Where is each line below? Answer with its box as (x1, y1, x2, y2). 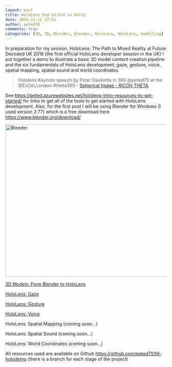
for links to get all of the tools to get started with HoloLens (23, 98, 146, 104)
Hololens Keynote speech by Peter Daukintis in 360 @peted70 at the (17, 77, 163, 83)
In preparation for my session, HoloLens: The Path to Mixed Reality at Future (5, 46, 166, 51)
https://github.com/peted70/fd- (95, 351, 162, 356)
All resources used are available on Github (5, 351, 95, 356)
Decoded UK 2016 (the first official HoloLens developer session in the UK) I (5, 51, 164, 57)
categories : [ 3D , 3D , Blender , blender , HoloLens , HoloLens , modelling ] (5, 31, 164, 36)
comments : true (5, 27, 38, 32)
